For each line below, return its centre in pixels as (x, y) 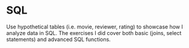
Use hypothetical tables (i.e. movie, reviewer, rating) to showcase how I (95, 27)
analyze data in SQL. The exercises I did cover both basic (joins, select (94, 33)
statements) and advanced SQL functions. (59, 39)
